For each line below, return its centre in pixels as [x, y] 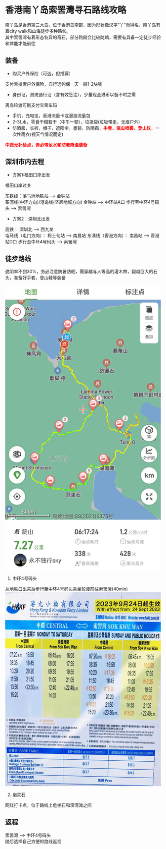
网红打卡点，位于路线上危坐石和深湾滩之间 [48, 805]
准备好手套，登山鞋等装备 [40, 278]
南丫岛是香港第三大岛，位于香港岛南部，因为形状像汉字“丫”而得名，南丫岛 [81, 25]
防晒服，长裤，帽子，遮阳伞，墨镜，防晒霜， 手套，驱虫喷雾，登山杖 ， [84, 128]
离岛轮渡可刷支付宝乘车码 [31, 105]
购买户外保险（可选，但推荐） [42, 73]
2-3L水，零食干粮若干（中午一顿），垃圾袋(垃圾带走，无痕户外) [76, 121]
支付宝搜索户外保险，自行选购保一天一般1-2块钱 [54, 84]
